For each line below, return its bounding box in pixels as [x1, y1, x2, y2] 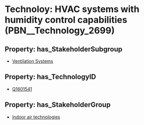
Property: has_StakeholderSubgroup [5, 45, 123, 53]
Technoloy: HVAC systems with [5, 4, 139, 15]
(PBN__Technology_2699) [5, 25, 115, 36]
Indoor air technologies [12, 114, 60, 120]
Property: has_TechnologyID [5, 73, 96, 81]
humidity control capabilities [5, 14, 127, 26]
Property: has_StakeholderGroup [5, 100, 111, 109]
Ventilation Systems [12, 58, 53, 64]
